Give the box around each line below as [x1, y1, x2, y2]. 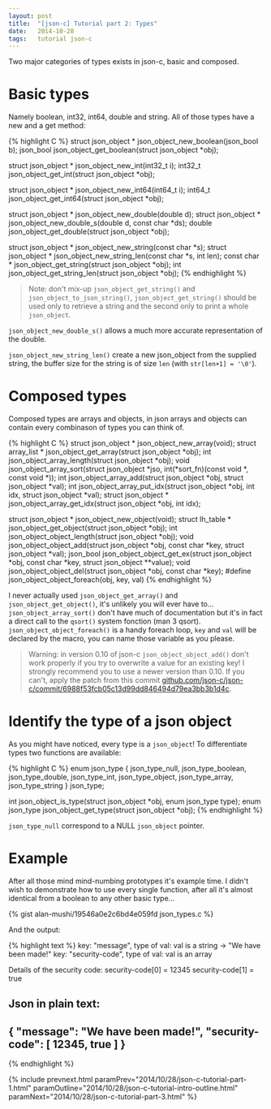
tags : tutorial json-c [8, 34, 92, 43]
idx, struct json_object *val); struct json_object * [8, 490, 169, 500]
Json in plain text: [8, 997, 101, 1011]
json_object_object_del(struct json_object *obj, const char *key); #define [8, 566, 252, 576]
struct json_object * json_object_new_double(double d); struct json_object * [8, 209, 261, 219]
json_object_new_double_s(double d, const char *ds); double [8, 218, 213, 228]
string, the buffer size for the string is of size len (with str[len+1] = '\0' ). [8, 359, 257, 369]
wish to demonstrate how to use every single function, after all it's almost [8, 885, 253, 894]
